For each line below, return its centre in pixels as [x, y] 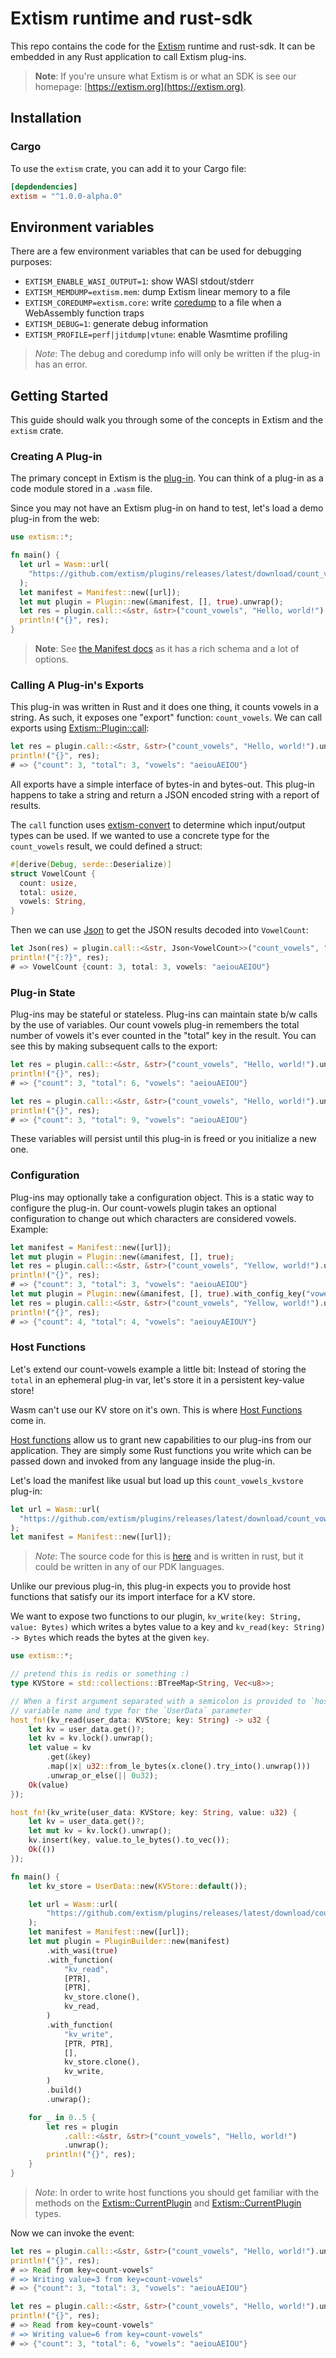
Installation [46, 118]
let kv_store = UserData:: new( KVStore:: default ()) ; [138, 1886]
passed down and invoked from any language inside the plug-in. [143, 1461]
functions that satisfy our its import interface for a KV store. [133, 1597]
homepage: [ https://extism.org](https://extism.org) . [140, 86]
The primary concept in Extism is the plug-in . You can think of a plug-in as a [167, 478]
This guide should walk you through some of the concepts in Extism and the [167, 420]
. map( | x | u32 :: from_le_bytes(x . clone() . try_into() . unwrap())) [178, 1767]
